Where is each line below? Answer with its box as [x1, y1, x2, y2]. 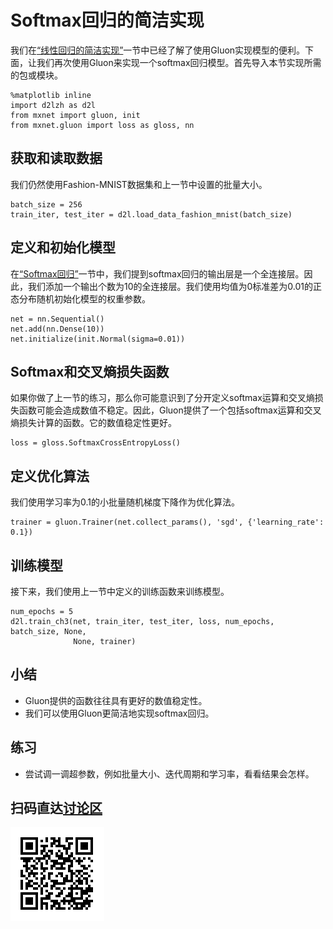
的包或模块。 [10, 69, 63, 81]
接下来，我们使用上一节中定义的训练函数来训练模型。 [10, 586, 230, 597]
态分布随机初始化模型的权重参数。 [10, 292, 151, 305]
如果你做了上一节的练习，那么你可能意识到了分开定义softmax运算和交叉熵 [10, 392, 315, 404]
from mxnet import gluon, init [10, 110, 141, 120]
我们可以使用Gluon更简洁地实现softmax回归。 [24, 707, 215, 719]
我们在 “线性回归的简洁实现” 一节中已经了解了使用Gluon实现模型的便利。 [10, 44, 306, 56]
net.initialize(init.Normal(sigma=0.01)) [10, 334, 186, 344]
